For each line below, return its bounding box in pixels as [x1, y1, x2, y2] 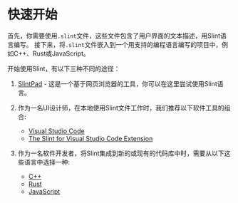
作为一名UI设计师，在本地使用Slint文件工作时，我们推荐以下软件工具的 [17, 103, 224, 112]
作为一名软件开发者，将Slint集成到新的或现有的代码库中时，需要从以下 [17, 149, 224, 157]
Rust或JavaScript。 [32, 49, 90, 58]
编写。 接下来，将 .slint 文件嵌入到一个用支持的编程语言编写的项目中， [13, 40, 222, 48]
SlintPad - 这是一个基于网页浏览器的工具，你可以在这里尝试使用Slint [17, 79, 217, 88]
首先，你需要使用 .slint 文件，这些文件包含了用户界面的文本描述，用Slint [7, 31, 221, 40]
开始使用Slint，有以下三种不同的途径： [7, 64, 120, 73]
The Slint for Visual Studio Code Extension [28, 134, 153, 142]
